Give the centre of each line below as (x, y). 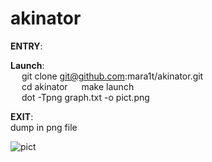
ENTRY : (26, 46)
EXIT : (22, 116)
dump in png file (44, 127)
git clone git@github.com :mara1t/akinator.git (112, 76)
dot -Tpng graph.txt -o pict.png (85, 97)
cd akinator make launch (78, 86)
